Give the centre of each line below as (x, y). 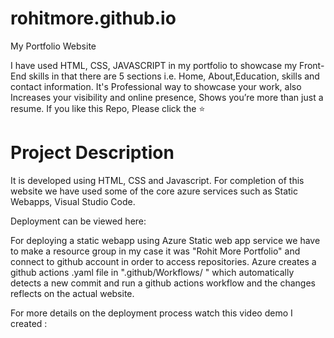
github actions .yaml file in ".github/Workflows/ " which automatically (152, 272)
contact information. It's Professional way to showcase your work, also (156, 86)
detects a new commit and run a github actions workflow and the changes (163, 283)
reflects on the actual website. (72, 293)
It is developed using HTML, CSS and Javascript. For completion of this (157, 180)
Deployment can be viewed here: (78, 221)
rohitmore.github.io (93, 18)
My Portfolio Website (53, 46)
